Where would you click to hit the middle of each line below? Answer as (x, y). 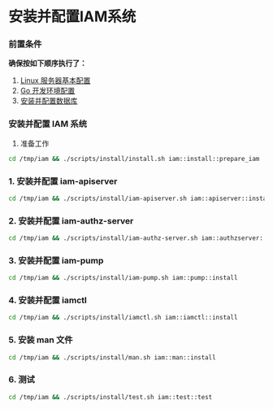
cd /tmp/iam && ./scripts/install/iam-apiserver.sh (97, 198)
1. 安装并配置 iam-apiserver (63, 181)
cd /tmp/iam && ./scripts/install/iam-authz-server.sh (103, 238)
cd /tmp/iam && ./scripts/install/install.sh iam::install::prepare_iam (134, 159)
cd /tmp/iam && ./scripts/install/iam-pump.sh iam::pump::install (123, 278)
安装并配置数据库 (49, 101)
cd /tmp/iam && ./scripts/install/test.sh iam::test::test (110, 397)
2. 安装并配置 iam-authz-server (71, 220)
